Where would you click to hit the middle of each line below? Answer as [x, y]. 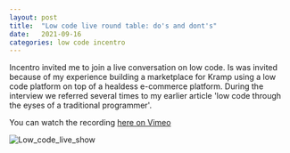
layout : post [33, 17]
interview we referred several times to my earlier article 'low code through [145, 96]
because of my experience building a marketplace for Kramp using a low [143, 77]
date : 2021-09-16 [46, 34]
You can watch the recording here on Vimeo [90, 123]
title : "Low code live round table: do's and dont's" [113, 26]
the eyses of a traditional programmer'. [81, 105]
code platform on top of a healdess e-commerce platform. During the [137, 86]
